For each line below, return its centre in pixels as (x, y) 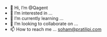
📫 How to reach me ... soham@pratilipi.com (56, 29)
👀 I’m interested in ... (31, 13)
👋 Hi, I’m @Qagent (29, 8)
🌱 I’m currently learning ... (37, 18)
